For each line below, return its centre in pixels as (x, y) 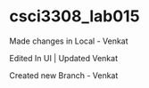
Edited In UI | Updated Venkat (64, 58)
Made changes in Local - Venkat (69, 41)
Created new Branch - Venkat (64, 75)
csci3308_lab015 (74, 16)
